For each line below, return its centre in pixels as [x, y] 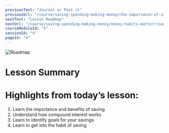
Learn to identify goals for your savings [53, 120]
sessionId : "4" [21, 33]
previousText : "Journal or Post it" [44, 10]
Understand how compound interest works [57, 114]
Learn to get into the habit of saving [50, 125]
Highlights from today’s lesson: [72, 95]
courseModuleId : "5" [27, 29]
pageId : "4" [18, 38]
